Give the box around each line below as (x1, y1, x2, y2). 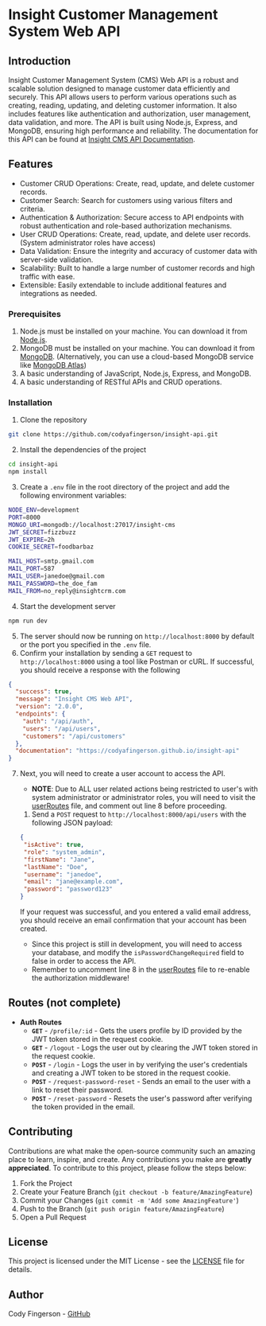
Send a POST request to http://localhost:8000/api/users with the (31, 809, 247, 819)
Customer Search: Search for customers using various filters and (19, 195, 233, 205)
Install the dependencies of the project (19, 445, 147, 454)
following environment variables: (19, 491, 127, 501)
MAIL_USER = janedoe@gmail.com (8, 572, 105, 580)
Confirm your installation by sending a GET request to (19, 648, 193, 657)
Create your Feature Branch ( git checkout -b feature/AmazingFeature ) (19, 1187, 253, 1196)
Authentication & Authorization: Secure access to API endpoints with (19, 213, 245, 222)
